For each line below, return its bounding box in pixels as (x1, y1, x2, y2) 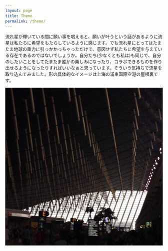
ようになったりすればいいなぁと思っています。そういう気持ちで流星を (18, 65, 162, 71)
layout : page (5, 8, 32, 13)
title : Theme (5, 13, 32, 19)
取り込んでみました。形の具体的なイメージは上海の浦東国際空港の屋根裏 (5, 71, 154, 77)
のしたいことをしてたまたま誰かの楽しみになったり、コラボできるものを (5, 59, 153, 65)
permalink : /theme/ (5, 19, 46, 24)
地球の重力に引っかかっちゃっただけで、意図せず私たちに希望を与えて (13, 46, 158, 52)
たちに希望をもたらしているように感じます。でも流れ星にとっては (18, 40, 153, 46)
